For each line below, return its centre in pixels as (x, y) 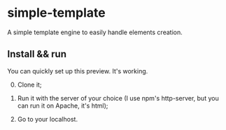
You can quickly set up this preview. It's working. (78, 71)
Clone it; (29, 85)
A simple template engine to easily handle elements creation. (95, 32)
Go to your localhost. (48, 119)
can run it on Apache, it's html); (63, 106)
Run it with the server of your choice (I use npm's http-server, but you (118, 98)
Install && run (37, 54)
